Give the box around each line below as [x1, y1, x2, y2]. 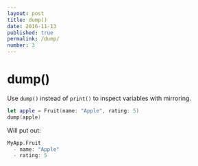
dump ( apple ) [7, 114, 41, 121]
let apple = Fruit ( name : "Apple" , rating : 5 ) [7, 107, 140, 114]
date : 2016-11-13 [7, 23, 57, 29]
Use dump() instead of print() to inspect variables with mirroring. [7, 94, 192, 102]
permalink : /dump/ [7, 36, 60, 43]
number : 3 [7, 42, 36, 49]
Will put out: [7, 126, 41, 134]
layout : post [7, 10, 45, 17]
